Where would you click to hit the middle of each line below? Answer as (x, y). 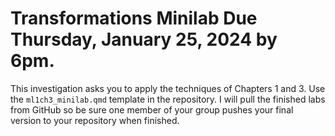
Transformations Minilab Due (134, 18)
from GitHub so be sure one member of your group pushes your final (152, 109)
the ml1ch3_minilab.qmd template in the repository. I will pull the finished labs (168, 99)
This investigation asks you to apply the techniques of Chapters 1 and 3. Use (168, 88)
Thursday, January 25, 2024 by (144, 39)
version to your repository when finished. (95, 120)
